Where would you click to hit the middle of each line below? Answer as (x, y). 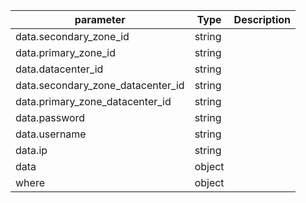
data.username (51, 134)
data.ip (31, 150)
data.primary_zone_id (66, 52)
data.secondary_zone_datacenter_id (100, 85)
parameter (100, 19)
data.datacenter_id (59, 69)
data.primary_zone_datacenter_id (93, 101)
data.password (50, 117)
